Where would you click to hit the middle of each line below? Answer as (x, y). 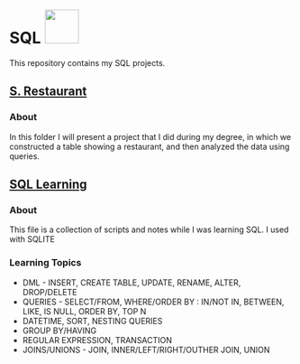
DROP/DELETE (50, 292)
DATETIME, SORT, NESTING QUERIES (92, 321)
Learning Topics (45, 263)
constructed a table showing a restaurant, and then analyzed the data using (150, 146)
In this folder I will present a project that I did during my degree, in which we (150, 136)
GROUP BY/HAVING (59, 331)
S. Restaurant (48, 92)
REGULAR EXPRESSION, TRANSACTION (97, 340)
